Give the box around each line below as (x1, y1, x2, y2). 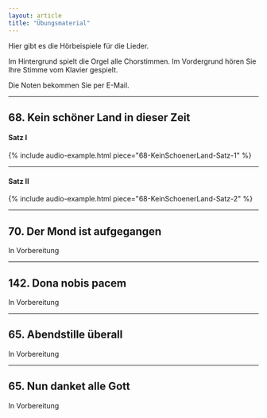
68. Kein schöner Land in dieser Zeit (8, 111, 191, 124)
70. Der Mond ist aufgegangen (8, 225, 162, 238)
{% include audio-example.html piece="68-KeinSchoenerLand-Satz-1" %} (8, 150, 252, 160)
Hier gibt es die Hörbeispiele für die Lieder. (8, 41, 149, 50)
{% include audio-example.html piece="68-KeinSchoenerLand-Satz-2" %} (8, 194, 253, 204)
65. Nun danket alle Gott (8, 380, 130, 393)
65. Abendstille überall (8, 328, 123, 342)
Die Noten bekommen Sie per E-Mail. (8, 80, 130, 90)
